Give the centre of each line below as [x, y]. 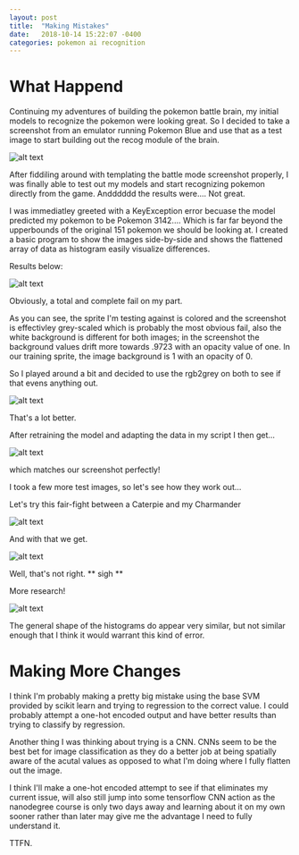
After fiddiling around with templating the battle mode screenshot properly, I [149, 174]
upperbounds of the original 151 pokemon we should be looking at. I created [149, 230]
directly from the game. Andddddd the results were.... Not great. [127, 194]
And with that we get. [48, 539]
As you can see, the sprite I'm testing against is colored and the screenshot [148, 318]
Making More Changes [95, 671]
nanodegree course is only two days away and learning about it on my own [147, 807]
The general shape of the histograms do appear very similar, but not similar [147, 626]
